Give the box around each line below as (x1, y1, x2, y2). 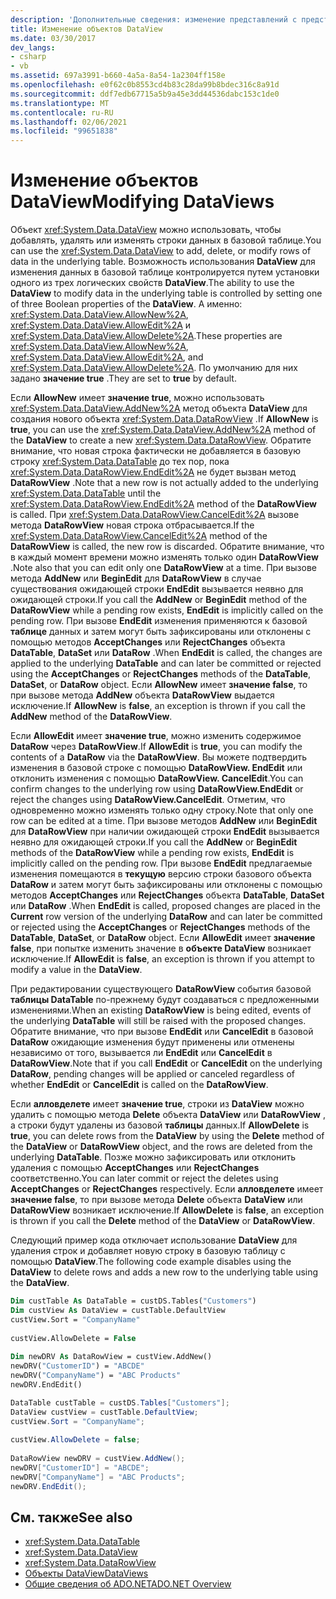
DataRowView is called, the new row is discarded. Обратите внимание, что (10, 541, 325, 553)
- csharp (10, 52, 47, 62)
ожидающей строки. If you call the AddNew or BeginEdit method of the (10, 594, 308, 606)
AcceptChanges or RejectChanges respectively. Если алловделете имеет (10, 1183, 324, 1195)
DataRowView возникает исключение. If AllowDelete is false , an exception (10, 1204, 325, 1216)
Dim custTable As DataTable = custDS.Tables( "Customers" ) (10, 1296, 257, 1306)
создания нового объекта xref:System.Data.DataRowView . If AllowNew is (10, 413, 319, 425)
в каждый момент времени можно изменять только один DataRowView (10, 551, 319, 563)
